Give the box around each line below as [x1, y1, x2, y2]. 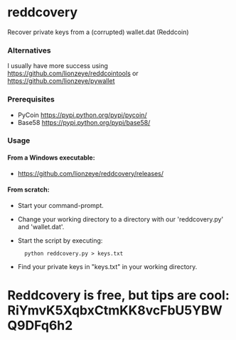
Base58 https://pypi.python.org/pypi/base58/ [17, 118, 151, 126]
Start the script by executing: [17, 236, 103, 245]
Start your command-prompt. [17, 201, 104, 209]
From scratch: [7, 185, 50, 194]
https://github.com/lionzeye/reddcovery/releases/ [17, 169, 163, 177]
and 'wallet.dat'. [17, 222, 65, 231]
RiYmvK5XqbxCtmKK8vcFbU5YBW [7, 302, 222, 319]
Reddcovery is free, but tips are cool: [7, 287, 230, 304]
